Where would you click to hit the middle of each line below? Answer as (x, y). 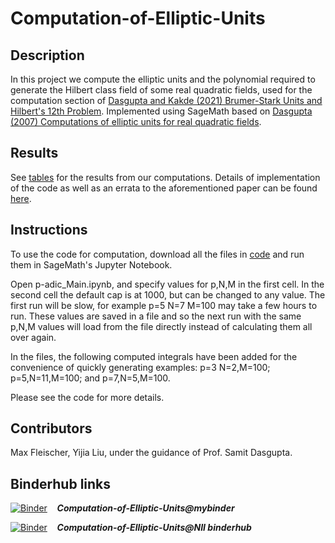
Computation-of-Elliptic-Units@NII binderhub (154, 528)
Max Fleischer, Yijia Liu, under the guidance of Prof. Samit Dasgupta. (151, 453)
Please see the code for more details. (87, 397)
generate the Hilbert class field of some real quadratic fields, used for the (161, 90)
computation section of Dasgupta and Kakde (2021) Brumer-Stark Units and (166, 100)
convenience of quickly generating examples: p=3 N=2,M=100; (140, 367)
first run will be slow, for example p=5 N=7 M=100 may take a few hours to (164, 305)
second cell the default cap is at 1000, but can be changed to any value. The (168, 294)
